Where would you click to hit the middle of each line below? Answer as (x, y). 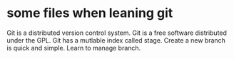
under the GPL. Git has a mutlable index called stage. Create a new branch (116, 40)
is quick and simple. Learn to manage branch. (74, 48)
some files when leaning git (90, 13)
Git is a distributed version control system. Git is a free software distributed (117, 33)
